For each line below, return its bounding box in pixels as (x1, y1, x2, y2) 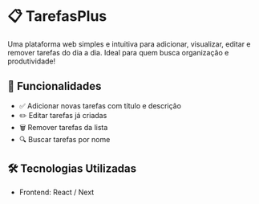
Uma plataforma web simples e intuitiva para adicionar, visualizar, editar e (7, 39, 251, 49)
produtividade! (7, 56, 56, 66)
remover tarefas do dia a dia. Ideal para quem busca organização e (7, 47, 229, 57)
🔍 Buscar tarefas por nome (18, 134, 111, 144)
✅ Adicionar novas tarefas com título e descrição (18, 100, 182, 110)
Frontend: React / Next (18, 187, 95, 197)
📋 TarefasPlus (7, 7, 107, 26)
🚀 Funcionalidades (7, 80, 102, 93)
